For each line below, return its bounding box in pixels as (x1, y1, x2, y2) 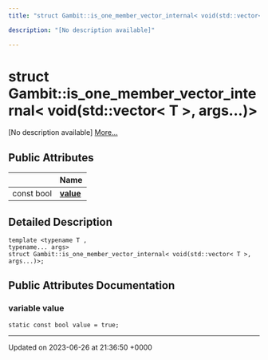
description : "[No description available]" (8, 26, 156, 34)
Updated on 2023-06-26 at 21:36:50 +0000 (8, 342, 153, 352)
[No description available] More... (8, 128, 118, 137)
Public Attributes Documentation (8, 279, 175, 292)
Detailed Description (8, 215, 113, 228)
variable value (8, 303, 65, 314)
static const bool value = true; (8, 321, 120, 329)
